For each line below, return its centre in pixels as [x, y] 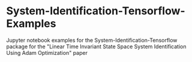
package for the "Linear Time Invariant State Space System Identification [96, 46]
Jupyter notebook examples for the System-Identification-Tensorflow [92, 40]
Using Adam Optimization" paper [47, 52]
